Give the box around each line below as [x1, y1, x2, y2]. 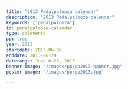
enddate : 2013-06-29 [6, 52, 57, 58]
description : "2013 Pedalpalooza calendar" [6, 14, 115, 20]
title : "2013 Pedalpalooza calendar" [6, 8, 99, 15]
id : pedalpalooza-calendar [6, 25, 73, 31]
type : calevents [6, 31, 46, 37]
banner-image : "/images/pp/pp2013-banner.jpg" [6, 63, 123, 70]
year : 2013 [6, 42, 33, 48]
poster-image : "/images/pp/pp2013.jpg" [6, 69, 104, 75]
